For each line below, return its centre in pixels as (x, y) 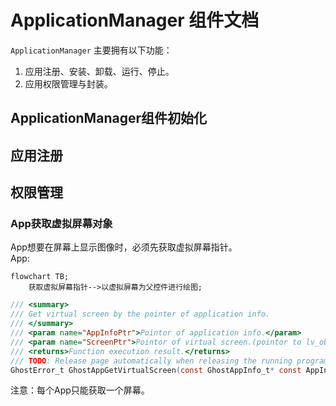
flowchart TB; (40, 277)
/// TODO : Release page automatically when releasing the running (151, 361)
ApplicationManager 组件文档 (135, 20)
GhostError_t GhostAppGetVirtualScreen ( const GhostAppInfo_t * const (156, 370)
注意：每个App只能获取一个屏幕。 (80, 390)
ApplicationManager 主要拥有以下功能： (91, 50)
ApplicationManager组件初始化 (108, 118)
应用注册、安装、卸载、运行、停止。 (99, 71)
